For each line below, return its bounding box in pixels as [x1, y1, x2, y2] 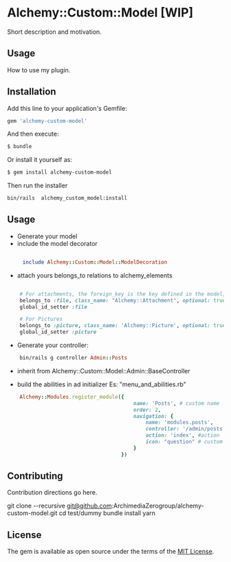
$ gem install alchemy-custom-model [7, 169, 112, 176]
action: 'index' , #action [145, 432, 220, 439]
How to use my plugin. [7, 65, 71, 74]
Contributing [7, 470, 63, 482]
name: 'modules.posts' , [145, 419, 214, 426]
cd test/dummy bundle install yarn [58, 509, 156, 517]
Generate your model [16, 232, 78, 240]
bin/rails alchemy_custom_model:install [7, 195, 128, 202]
